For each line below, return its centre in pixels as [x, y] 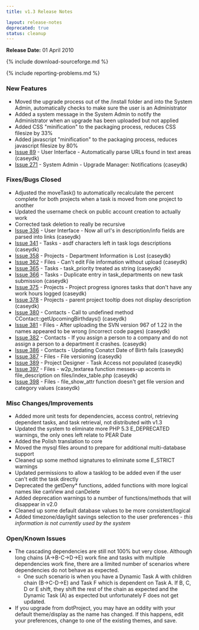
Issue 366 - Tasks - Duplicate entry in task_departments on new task [99, 274]
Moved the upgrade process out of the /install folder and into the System [103, 101]
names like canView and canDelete [57, 492]
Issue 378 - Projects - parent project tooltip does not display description [103, 299]
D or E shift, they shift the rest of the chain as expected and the [101, 589]
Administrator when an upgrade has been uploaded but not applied [97, 120]
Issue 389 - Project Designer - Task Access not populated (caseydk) [98, 363]
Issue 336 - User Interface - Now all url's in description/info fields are [99, 230]
